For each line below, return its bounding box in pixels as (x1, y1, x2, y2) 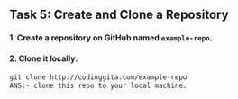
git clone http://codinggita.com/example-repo (9, 73, 188, 82)
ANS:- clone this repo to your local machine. (9, 81, 188, 91)
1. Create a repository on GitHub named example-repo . (9, 31, 214, 43)
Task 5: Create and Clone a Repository (9, 7, 229, 22)
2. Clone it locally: (9, 53, 78, 64)
